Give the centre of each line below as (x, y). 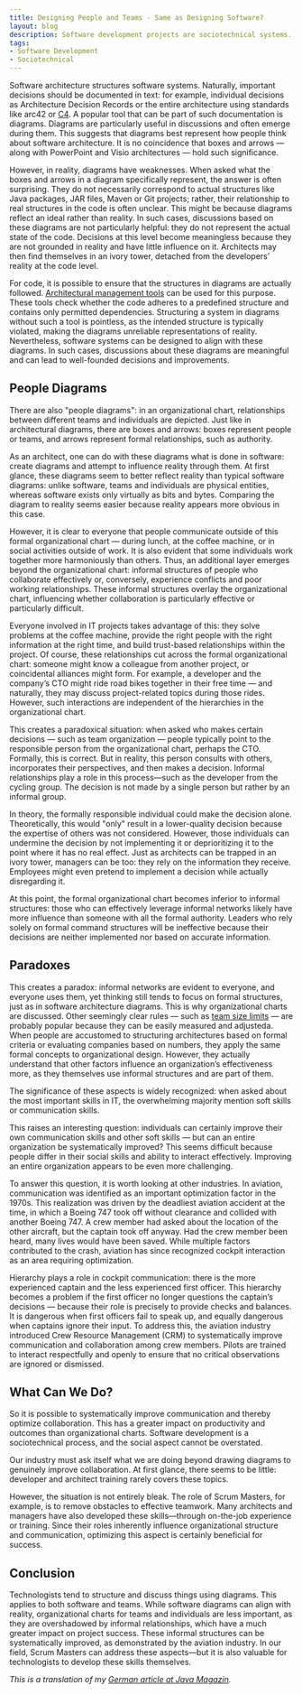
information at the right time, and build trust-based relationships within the (147, 644)
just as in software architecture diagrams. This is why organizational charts (148, 1006)
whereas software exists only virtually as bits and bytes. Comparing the (142, 495)
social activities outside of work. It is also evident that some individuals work (151, 551)
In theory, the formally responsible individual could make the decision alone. (151, 814)
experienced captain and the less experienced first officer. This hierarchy (146, 1287)
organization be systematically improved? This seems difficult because (141, 1146)
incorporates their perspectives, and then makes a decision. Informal (137, 767)
